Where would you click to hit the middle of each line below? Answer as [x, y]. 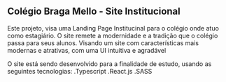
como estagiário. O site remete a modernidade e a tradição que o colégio [113, 35]
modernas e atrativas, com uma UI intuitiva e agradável [87, 50]
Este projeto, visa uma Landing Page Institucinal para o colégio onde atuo [113, 28]
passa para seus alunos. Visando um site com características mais [103, 43]
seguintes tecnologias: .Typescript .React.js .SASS [80, 71]
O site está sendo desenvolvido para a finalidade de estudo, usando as [110, 64]
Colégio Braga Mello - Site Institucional [94, 11]
